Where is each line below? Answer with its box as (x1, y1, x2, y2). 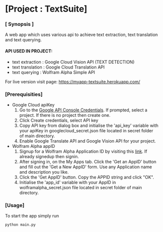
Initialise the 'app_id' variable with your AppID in (19, 179, 116, 185)
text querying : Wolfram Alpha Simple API (12, 69, 95, 75)
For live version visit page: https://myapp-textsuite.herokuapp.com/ (5, 79, 140, 85)
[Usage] (5, 202, 25, 209)
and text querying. (5, 37, 42, 43)
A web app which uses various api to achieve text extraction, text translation (5, 32, 158, 37)
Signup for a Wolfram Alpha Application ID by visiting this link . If (19, 148, 147, 154)
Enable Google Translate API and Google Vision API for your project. (19, 138, 156, 144)
